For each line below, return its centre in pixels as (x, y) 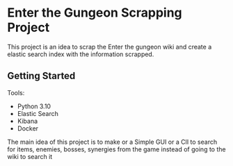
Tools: (16, 92)
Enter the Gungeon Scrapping (95, 13)
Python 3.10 (34, 106)
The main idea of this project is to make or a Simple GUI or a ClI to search (112, 142)
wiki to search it (30, 156)
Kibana (27, 121)
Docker (28, 128)
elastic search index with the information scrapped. (81, 54)
